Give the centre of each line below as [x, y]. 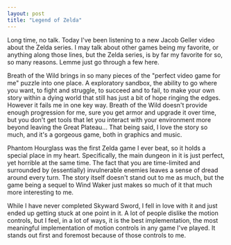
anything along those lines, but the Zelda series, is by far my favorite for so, [115, 54]
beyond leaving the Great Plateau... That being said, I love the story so [108, 127]
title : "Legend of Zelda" [44, 20]
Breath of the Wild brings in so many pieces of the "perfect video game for [114, 75]
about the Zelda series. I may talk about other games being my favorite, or [113, 47]
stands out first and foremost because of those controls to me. [96, 235]
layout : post [26, 14]
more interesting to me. [41, 192]
